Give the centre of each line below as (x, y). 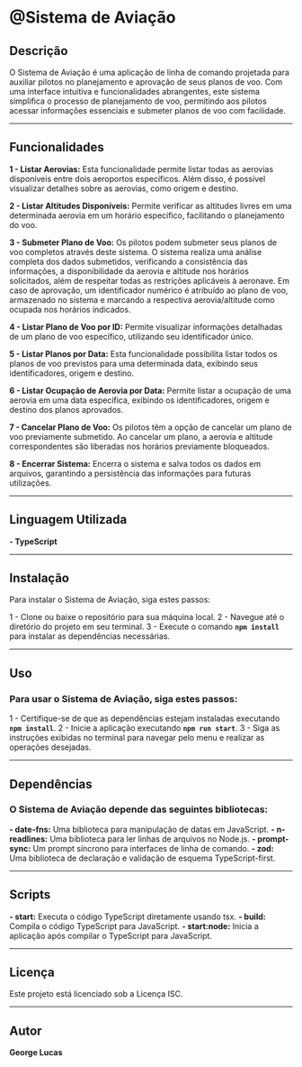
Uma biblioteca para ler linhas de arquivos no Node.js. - (152, 839)
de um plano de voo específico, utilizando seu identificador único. (132, 336)
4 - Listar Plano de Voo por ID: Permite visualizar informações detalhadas (146, 326)
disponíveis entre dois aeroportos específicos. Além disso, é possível (138, 178)
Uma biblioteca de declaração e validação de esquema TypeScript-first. (142, 858)
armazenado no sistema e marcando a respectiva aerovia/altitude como (142, 299)
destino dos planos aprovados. (67, 409)
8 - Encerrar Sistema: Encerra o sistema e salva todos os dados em (135, 463)
